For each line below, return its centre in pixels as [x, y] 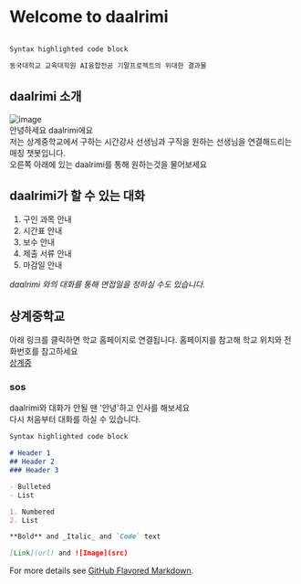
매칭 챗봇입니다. [38, 153]
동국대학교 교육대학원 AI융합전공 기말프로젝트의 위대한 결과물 [108, 66]
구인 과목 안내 [47, 219]
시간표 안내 [42, 231]
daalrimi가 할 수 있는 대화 [78, 195]
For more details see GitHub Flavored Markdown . [102, 571]
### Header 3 [34, 471]
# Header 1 [30, 453]
